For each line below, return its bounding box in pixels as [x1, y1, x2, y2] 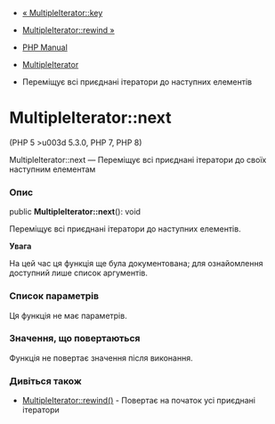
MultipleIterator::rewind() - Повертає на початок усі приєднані [21, 395, 256, 406]
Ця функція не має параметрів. [9, 310, 127, 321]
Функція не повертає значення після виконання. [9, 352, 193, 363]
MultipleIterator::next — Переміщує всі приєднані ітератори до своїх [9, 154, 267, 165]
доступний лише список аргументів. [9, 267, 149, 279]
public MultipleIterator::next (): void [9, 207, 141, 217]
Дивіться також [9, 374, 82, 387]
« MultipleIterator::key [21, 8, 103, 18]
